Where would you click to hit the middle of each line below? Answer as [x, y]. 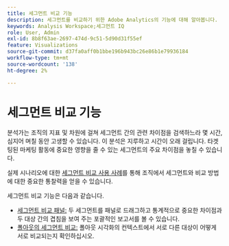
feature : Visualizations [43, 45]
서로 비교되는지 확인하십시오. [56, 236]
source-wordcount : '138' [43, 64]
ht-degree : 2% [27, 70]
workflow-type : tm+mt [38, 58]
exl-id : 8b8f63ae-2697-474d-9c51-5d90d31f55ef [75, 39]
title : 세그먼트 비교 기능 [40, 13]
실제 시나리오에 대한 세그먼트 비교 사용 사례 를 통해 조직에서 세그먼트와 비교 [107, 173]
